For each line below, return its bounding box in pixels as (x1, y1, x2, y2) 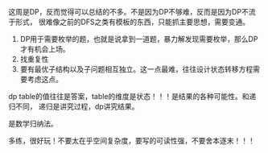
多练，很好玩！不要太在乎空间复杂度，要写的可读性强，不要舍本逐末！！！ (8, 136, 255, 145)
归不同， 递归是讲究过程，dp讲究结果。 (8, 101, 139, 111)
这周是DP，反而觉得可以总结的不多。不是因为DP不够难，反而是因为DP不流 (8, 7, 256, 16)
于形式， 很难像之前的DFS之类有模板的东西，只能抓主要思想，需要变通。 (8, 17, 250, 27)
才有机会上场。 (19, 44, 70, 54)
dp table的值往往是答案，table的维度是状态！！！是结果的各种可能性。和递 (8, 92, 257, 101)
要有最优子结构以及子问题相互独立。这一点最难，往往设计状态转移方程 (19, 64, 254, 74)
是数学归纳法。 (8, 119, 58, 128)
